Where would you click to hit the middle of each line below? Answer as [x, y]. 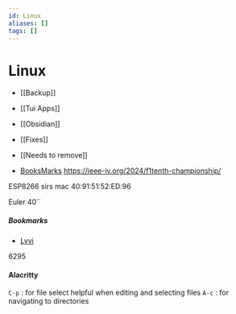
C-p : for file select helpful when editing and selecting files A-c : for [119, 293]
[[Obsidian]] [40, 124]
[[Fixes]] [34, 140]
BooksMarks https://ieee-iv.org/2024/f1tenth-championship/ [120, 171]
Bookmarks [28, 220]
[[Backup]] [38, 93]
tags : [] [23, 31]
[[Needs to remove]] [54, 155]
